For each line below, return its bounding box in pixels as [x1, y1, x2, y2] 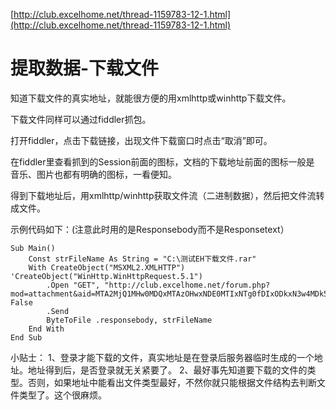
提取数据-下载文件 [10, 57, 160, 80]
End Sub [10, 332, 43, 343]
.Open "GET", [46, 280, 101, 290]
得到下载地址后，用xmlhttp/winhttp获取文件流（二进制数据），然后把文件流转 [10, 189, 325, 201]
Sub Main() [10, 243, 56, 253]
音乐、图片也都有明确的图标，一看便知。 [10, 168, 177, 180]
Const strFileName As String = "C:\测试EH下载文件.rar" [28, 254, 257, 264]
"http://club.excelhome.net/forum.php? [104, 280, 271, 290]
